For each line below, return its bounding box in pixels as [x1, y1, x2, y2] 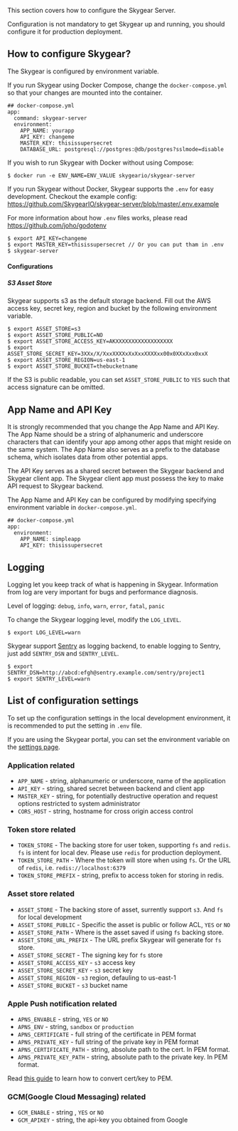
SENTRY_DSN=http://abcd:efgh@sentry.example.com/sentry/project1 [7, 669, 205, 676]
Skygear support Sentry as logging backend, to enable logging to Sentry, [7, 641, 221, 650]
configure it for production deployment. [7, 28, 123, 36]
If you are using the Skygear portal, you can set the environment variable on [7, 735, 230, 743]
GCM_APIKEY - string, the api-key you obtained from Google [17, 1115, 188, 1125]
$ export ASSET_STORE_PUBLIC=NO [7, 331, 103, 339]
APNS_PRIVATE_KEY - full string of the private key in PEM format [17, 1038, 199, 1046]
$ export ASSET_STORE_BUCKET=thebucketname [7, 363, 139, 370]
